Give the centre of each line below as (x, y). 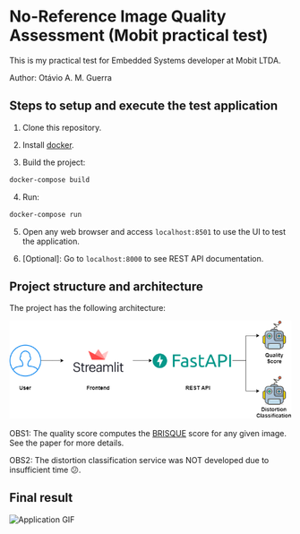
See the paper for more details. (67, 443)
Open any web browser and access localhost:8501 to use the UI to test (154, 231)
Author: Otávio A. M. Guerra (60, 77)
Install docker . (48, 144)
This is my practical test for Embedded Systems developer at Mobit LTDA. (145, 60)
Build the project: (54, 162)
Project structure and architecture (106, 286)
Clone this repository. (62, 127)
